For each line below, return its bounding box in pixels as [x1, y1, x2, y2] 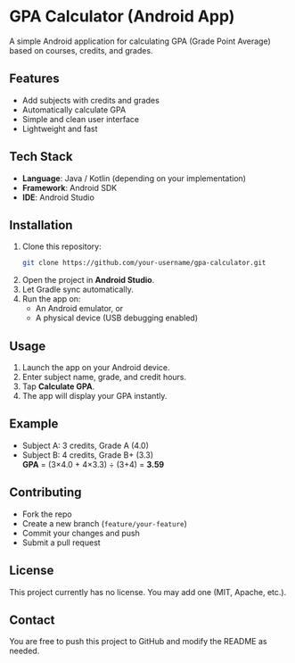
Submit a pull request [21, 537, 101, 548]
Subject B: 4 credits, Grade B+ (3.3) [21, 449, 154, 460]
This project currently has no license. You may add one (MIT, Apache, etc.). [9, 586, 287, 597]
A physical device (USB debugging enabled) [35, 312, 199, 323]
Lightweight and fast [21, 123, 98, 134]
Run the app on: [21, 294, 81, 304]
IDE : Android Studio [21, 192, 95, 203]
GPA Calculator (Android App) [9, 6, 235, 27]
